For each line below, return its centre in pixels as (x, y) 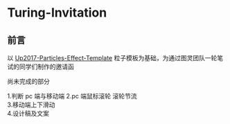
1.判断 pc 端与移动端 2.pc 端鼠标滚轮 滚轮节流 (72, 96)
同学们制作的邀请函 (46, 67)
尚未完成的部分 (28, 81)
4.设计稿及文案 (28, 113)
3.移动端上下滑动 (31, 105)
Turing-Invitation (57, 13)
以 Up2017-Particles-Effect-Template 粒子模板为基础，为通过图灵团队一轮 (112, 58)
